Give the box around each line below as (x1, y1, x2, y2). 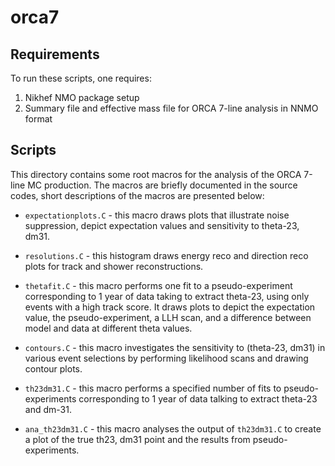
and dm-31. (24, 403, 72, 415)
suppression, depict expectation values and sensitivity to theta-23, (24, 219, 300, 231)
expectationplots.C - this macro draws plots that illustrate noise (24, 209, 290, 221)
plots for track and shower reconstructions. (24, 260, 204, 272)
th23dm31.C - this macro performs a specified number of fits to (24, 382, 282, 394)
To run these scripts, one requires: (10, 72, 152, 84)
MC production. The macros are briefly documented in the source (27, 179, 298, 191)
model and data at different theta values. (24, 322, 193, 334)
